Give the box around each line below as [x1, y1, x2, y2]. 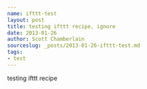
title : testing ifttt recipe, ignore [7, 23, 116, 30]
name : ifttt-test [7, 10, 57, 17]
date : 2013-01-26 [7, 29, 57, 37]
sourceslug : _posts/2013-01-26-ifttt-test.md [7, 42, 140, 49]
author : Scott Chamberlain [7, 36, 85, 43]
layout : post [7, 17, 45, 23]
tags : [7, 49, 23, 56]
